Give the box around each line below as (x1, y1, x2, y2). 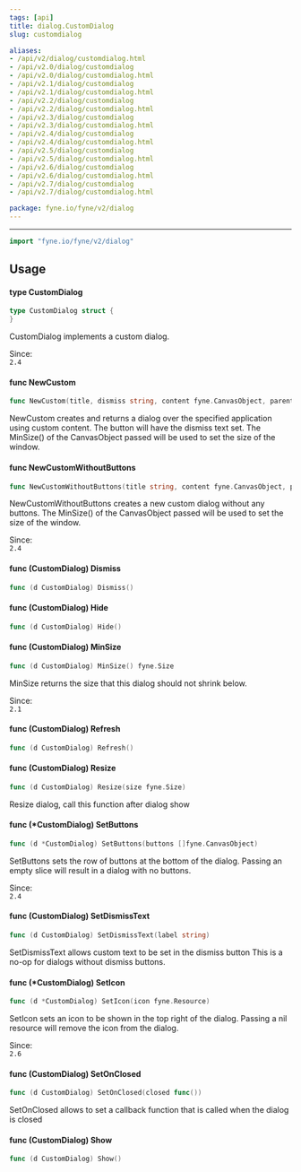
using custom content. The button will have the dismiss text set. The (9, 422, 262, 433)
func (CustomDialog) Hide (9, 603, 109, 613)
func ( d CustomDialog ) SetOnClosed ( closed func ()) (9, 1089, 202, 1098)
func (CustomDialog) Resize (9, 763, 116, 774)
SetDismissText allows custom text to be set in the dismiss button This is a (9, 947, 284, 958)
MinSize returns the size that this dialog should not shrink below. (9, 678, 248, 689)
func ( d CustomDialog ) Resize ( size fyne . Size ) (9, 782, 186, 792)
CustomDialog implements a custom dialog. (9, 331, 170, 342)
